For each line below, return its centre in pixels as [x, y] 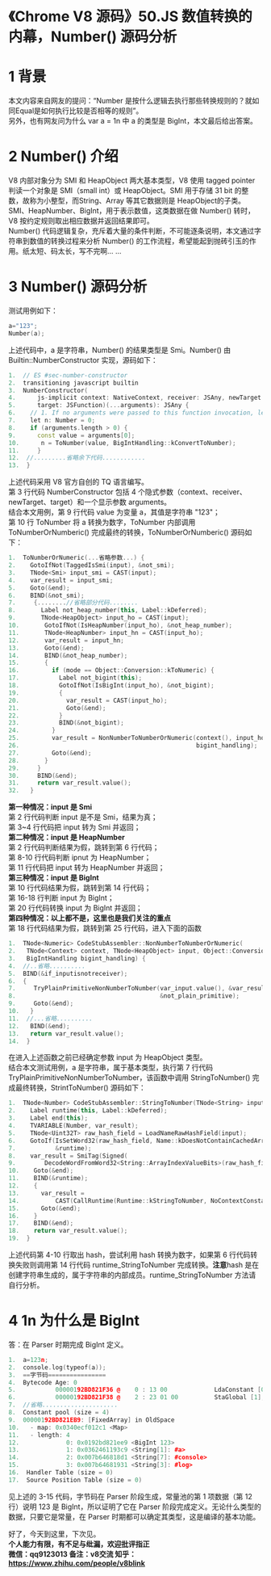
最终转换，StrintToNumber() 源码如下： [81, 1088]
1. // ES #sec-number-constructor [68, 375]
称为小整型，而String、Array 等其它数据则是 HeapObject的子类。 [138, 201]
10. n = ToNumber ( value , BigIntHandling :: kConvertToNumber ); [122, 443]
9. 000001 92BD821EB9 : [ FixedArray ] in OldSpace [92, 1420]
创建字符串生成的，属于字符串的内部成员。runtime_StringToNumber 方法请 [132, 1275]
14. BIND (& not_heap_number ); [68, 655]
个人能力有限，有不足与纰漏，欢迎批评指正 [79, 1544]
